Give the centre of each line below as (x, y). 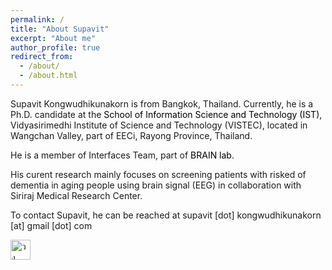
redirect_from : (42, 57)
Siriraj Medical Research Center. (76, 195)
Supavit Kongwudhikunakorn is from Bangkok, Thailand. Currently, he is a (162, 103)
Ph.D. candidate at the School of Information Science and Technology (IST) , (166, 114)
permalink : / (37, 19)
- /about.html (48, 76)
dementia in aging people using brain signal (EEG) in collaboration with (156, 185)
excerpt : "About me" (53, 38)
